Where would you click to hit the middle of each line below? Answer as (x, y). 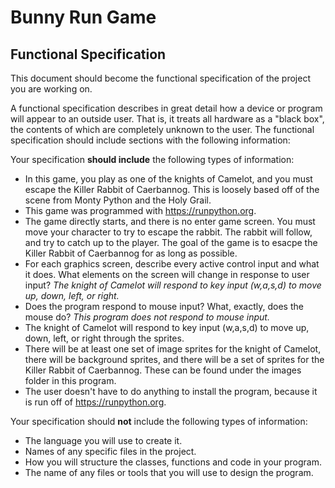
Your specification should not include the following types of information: (159, 421)
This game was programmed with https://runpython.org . (140, 210)
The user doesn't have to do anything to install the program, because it (171, 391)
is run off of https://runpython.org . (95, 402)
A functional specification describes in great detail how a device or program (166, 108)
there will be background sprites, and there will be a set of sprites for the (174, 359)
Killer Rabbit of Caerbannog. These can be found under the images (163, 370)
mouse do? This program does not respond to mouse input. (147, 317)
